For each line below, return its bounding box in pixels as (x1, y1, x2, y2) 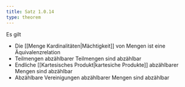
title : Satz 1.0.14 (6, 8, 55, 15)
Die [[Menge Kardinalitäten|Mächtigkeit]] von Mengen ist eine (14, 42, 166, 49)
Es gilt (6, 30, 21, 38)
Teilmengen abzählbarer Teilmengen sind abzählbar (14, 55, 142, 62)
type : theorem (6, 14, 42, 20)
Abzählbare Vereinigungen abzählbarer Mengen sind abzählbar (14, 74, 170, 81)
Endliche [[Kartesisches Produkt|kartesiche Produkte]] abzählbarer (14, 61, 179, 69)
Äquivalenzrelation (14, 48, 61, 55)
